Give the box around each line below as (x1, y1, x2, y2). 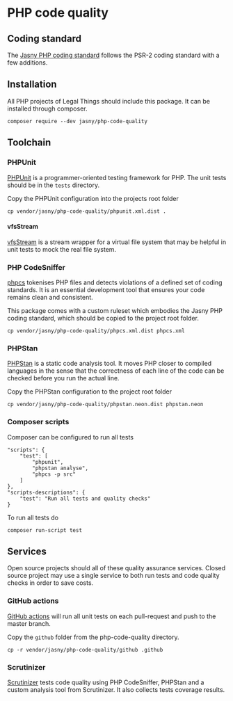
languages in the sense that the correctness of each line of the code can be (7, 366, 225, 375)
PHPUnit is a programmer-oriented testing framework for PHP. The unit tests (7, 173, 227, 182)
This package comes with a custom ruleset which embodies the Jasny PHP (7, 307, 223, 314)
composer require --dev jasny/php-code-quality (7, 118, 148, 124)
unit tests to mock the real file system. (7, 245, 117, 253)
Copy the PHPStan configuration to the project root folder (7, 387, 172, 396)
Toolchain (7, 137, 51, 149)
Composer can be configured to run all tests (7, 433, 134, 441)
